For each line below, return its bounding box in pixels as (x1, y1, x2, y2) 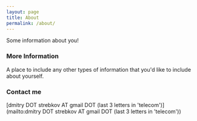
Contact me (6, 88, 42, 96)
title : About (6, 15, 39, 21)
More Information (6, 52, 59, 61)
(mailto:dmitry (6, 108, 41, 115)
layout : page (6, 9, 39, 15)
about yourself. (6, 72, 44, 80)
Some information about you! (6, 37, 79, 44)
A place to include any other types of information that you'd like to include (6, 66, 192, 73)
